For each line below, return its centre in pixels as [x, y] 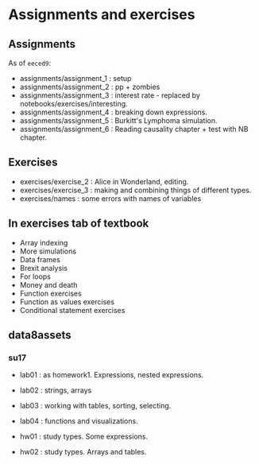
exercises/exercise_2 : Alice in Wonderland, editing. [104, 181]
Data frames [40, 259]
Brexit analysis [43, 268]
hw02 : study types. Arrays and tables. [83, 452]
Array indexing [44, 242]
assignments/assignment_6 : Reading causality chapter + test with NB [134, 129]
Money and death [48, 284]
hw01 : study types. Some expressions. [84, 437]
